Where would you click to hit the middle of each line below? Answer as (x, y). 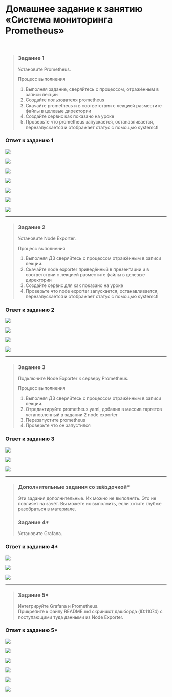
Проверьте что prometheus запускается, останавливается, (90, 122)
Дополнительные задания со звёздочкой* (74, 487)
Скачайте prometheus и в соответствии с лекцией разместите (94, 106)
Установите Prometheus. (44, 69)
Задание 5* (33, 595)
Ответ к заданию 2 (30, 310)
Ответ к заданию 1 (29, 140)
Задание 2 (31, 227)
